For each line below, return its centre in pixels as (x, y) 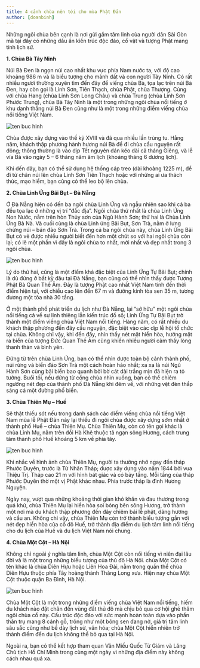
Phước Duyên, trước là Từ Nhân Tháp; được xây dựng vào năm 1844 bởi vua (99, 468)
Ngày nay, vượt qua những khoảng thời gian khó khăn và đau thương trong (98, 499)
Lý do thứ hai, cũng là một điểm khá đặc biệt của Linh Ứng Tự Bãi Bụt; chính (99, 272)
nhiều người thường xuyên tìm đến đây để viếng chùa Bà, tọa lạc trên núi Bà (99, 83)
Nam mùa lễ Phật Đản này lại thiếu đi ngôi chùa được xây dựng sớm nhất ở (98, 419)
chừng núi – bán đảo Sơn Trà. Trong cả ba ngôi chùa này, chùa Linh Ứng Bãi (99, 229)
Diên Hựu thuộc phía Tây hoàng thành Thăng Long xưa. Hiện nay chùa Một (98, 573)
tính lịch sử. (20, 47)
